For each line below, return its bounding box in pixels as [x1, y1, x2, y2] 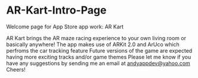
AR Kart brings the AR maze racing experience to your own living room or [6, 34, 187, 41]
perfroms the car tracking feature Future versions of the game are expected [6, 47, 193, 54]
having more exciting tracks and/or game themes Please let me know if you [6, 53, 191, 60]
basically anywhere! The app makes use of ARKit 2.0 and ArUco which [6, 41, 180, 48]
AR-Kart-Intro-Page [6, 4, 107, 17]
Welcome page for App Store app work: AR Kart [6, 23, 124, 30]
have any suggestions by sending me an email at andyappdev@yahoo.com [6, 60, 191, 67]
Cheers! [6, 66, 26, 73]
